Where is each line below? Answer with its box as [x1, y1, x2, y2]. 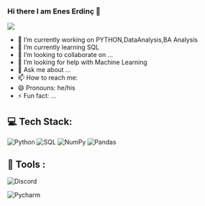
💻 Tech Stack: [7, 116, 73, 128]
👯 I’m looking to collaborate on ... [17, 51, 113, 59]
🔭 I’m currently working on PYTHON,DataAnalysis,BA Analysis [17, 35, 199, 44]
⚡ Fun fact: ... [17, 92, 56, 100]
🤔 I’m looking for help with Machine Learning [17, 58, 148, 66]
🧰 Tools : [7, 158, 46, 170]
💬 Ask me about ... [17, 66, 71, 74]
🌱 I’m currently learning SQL [17, 43, 100, 51]
